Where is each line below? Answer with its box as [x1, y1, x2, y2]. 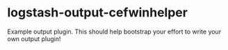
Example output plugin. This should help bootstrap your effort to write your [7, 27, 221, 36]
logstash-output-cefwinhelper [7, 5, 188, 21]
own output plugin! [7, 34, 61, 42]
